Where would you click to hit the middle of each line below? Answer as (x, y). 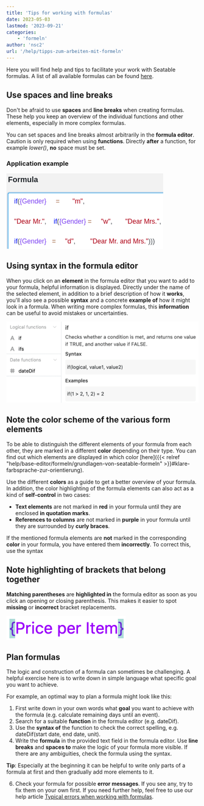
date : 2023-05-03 (28, 19)
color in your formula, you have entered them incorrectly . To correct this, (99, 544)
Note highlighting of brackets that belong (86, 570)
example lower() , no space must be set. (56, 148)
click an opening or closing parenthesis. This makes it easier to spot (92, 601)
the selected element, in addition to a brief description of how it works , (95, 293)
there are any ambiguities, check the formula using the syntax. (93, 754)
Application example (37, 163)
